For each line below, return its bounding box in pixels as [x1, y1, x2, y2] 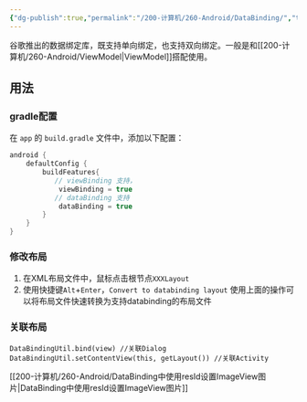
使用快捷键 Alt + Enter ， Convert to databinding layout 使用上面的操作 [22, 284, 286, 295]
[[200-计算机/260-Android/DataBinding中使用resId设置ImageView [9, 371, 259, 382]
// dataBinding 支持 [54, 193, 130, 202]
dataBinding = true [58, 202, 132, 211]
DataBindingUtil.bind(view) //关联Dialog [9, 344, 167, 353]
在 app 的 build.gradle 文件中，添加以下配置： [9, 132, 185, 143]
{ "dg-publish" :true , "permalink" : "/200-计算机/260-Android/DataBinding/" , [9, 13, 292, 23]
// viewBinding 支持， [54, 175, 137, 185]
